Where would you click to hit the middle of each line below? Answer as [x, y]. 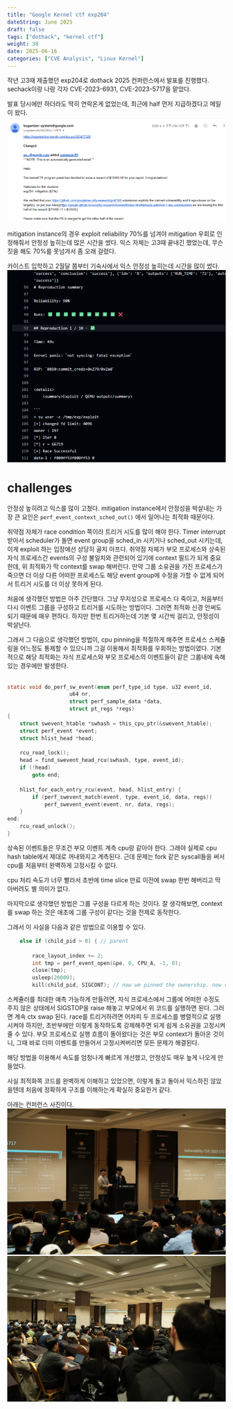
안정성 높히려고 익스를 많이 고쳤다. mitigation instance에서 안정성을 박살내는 [111, 508]
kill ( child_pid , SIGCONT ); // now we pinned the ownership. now [127, 985]
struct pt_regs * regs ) [102, 709]
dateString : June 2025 [40, 22]
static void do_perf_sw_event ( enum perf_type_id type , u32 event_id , [110, 687]
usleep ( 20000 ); [54, 978]
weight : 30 [23, 44]
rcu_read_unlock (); [48, 827]
